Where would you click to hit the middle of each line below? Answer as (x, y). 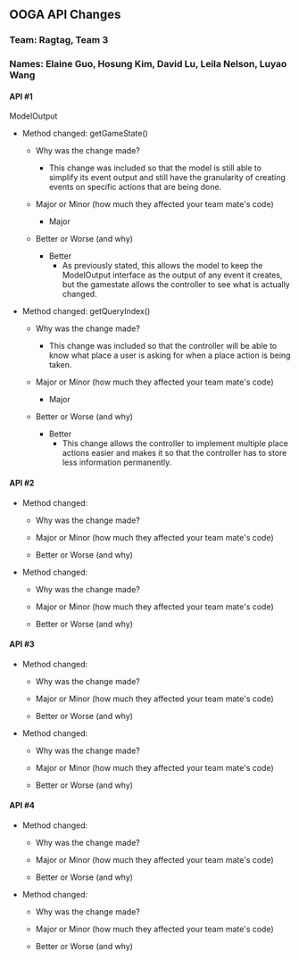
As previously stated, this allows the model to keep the (162, 266)
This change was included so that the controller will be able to (163, 346)
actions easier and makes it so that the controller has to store (174, 453)
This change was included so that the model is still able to (155, 168)
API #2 (22, 483)
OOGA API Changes (65, 15)
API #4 (22, 806)
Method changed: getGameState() (85, 134)
